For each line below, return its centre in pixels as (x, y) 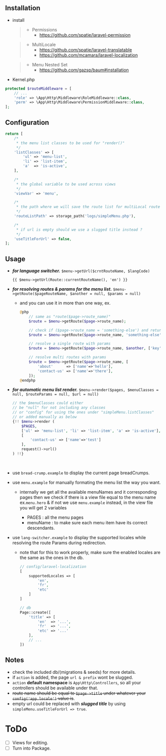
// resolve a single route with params (70, 344)
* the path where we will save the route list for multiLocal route (88, 207)
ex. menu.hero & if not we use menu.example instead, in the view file (86, 503)
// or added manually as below (44, 417)
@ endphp (27, 380)
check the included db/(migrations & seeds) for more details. (74, 672)
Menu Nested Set (50, 64)
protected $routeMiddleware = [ (38, 89)
